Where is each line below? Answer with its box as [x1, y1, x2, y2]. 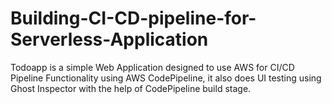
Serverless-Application [10, 28, 209, 51]
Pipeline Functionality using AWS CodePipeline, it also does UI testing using [10, 72, 322, 84]
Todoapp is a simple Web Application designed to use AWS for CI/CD [10, 61, 295, 73]
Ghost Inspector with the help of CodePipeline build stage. [10, 82, 252, 94]
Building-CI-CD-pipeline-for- [10, 7, 257, 30]
